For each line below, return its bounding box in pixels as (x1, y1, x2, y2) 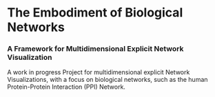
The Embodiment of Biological (7, 5, 183, 21)
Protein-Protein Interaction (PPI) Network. (7, 83, 126, 91)
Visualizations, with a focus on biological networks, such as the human (7, 76, 208, 84)
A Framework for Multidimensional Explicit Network (7, 44, 184, 54)
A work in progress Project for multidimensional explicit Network (7, 68, 190, 76)
